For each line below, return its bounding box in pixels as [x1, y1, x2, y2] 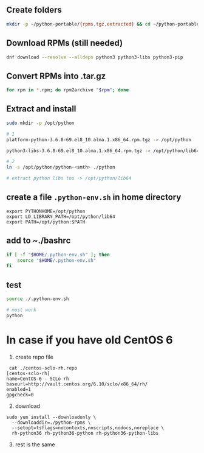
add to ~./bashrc [6, 236, 71, 246]
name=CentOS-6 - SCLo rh [6, 376, 69, 382]
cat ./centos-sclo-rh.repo [8, 365, 78, 371]
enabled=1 [6, 386, 32, 392]
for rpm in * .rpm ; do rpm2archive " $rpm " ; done [6, 87, 129, 93]
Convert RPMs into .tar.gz [6, 71, 106, 81]
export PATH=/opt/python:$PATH [6, 219, 86, 225]
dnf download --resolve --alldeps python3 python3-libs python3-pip [6, 54, 183, 60]
